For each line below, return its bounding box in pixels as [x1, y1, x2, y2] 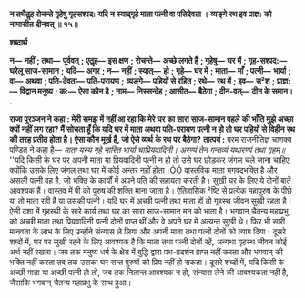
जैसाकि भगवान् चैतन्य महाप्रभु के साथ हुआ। [9, 277, 132, 288]
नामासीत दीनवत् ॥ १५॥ [9, 19, 78, 29]
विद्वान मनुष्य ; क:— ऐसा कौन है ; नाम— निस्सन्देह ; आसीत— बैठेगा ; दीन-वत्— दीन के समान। [19, 86, 294, 96]
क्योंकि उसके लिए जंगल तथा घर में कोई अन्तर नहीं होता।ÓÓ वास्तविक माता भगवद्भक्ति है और [9, 164, 278, 175]
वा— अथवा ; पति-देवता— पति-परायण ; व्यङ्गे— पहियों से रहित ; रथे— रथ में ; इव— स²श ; [9, 75, 276, 86]
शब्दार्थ [9, 37, 28, 47]
